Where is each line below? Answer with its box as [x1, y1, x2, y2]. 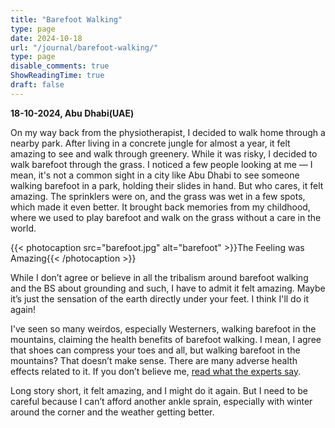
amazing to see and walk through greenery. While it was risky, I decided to [10, 147, 318, 160]
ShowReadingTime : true [10, 71, 105, 81]
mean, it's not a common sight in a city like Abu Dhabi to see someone [10, 169, 300, 181]
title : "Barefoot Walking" [10, 14, 123, 25]
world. [10, 222, 37, 234]
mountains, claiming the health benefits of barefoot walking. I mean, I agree [10, 333, 322, 345]
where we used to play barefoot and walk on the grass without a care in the [10, 211, 322, 223]
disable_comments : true [10, 61, 110, 71]
